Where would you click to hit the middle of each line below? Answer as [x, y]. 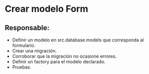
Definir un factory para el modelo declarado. [59, 61]
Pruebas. [22, 67]
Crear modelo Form [47, 9]
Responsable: [27, 28]
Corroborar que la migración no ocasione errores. [64, 56]
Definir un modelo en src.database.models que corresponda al [78, 40]
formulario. [24, 45]
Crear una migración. [34, 51]
